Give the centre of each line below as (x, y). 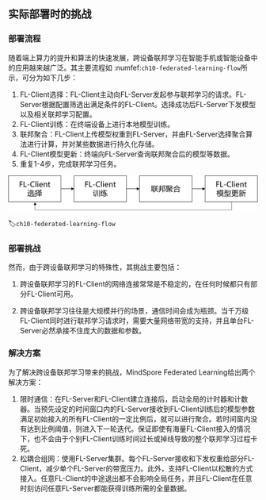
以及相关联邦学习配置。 (58, 114)
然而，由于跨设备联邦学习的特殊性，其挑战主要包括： (95, 267)
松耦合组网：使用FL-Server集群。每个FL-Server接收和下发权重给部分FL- (137, 458)
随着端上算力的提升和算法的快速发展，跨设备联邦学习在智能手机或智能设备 (129, 57)
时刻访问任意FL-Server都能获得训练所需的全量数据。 (105, 488)
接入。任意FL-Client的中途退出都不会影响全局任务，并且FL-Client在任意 (136, 478)
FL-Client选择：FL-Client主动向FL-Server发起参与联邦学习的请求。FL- (133, 94)
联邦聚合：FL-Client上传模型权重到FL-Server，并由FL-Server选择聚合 (133, 134)
